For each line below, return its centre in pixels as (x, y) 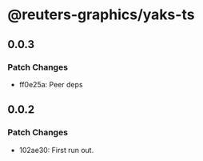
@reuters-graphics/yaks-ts (101, 15)
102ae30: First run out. (56, 150)
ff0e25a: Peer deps (51, 84)
